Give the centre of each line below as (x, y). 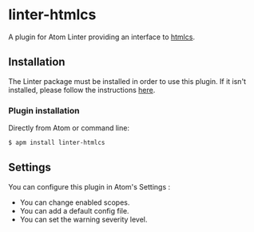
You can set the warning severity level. (83, 219)
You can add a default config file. (74, 210)
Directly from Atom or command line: (69, 128)
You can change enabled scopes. (75, 202)
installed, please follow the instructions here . (82, 90)
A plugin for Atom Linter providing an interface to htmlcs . (102, 37)
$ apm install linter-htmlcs (57, 143)
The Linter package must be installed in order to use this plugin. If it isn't (127, 81)
